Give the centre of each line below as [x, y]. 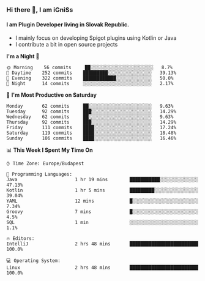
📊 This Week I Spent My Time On [50, 150]
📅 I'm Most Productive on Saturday [51, 95]
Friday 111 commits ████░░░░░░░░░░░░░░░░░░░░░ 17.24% [91, 128]
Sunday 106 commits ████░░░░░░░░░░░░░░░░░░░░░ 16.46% [91, 138]
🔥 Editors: [20, 239]
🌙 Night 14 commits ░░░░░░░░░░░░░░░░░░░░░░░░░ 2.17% [90, 84]
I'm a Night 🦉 [23, 56]
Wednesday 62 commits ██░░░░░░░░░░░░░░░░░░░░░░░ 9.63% [90, 117]
